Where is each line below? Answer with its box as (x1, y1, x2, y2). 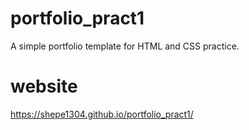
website (10, 75, 78, 98)
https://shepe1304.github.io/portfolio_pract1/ (10, 108, 194, 120)
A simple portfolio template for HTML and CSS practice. (10, 40, 240, 52)
